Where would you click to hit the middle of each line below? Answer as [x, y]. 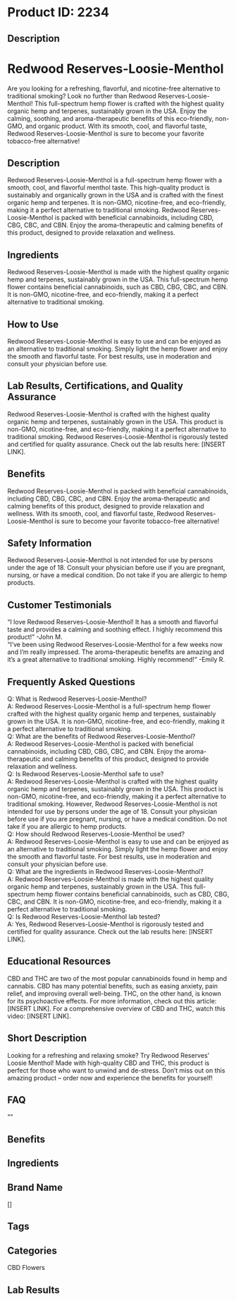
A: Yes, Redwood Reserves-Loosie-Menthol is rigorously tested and [106, 924]
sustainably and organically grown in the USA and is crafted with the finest [116, 195]
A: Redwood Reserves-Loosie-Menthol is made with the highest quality [110, 879]
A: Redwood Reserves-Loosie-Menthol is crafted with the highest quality [113, 781]
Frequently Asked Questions [72, 682]
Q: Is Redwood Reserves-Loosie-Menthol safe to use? [86, 774]
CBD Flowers [26, 1268]
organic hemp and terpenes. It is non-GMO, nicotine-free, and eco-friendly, [117, 203]
